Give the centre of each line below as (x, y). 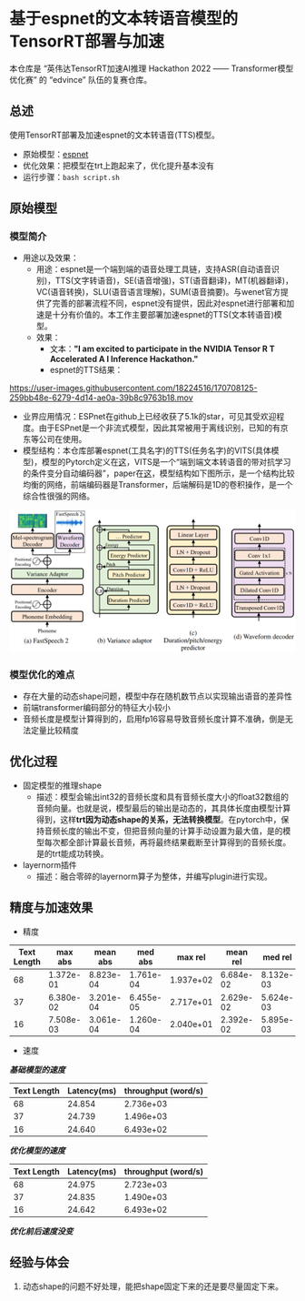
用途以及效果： (50, 258)
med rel (277, 957)
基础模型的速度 (37, 1070)
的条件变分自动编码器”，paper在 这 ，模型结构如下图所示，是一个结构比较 (158, 473)
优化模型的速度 (37, 1151)
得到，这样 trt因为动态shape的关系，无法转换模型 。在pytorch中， (158, 819)
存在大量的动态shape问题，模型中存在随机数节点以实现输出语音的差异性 (157, 696)
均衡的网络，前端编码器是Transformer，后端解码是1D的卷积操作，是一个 (157, 485)
